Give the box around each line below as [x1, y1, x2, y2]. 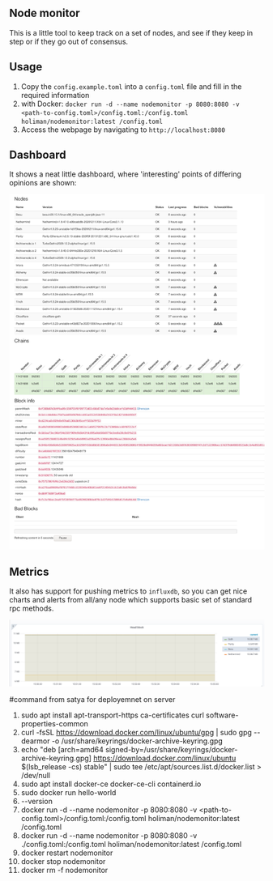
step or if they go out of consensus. [9, 36, 129, 46]
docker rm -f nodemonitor [20, 866, 109, 875]
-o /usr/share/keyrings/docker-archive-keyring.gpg [51, 736, 224, 746]
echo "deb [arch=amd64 [20, 745, 105, 755]
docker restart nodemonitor [20, 848, 113, 858]
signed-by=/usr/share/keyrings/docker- [105, 745, 238, 755]
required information [20, 90, 90, 100]
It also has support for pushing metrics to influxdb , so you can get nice [9, 586, 248, 596]
